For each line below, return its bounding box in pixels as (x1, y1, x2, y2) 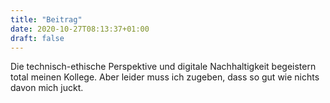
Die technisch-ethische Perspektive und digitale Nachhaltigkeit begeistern (10, 61, 317, 73)
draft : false (10, 33, 65, 43)
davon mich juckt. (10, 82, 84, 94)
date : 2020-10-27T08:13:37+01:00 (10, 24, 150, 34)
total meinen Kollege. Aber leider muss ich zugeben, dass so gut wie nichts (10, 71, 320, 83)
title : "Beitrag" (10, 14, 83, 25)
